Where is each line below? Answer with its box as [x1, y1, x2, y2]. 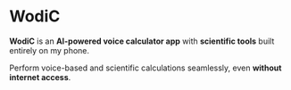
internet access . [9, 71, 71, 82]
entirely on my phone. [9, 45, 90, 55]
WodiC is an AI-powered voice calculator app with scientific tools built [9, 36, 275, 46]
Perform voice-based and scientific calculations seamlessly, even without [9, 62, 282, 73]
